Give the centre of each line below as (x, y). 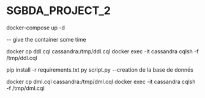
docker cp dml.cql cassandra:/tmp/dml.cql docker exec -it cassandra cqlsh (101, 81)
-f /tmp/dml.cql (25, 88)
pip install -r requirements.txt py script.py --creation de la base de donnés (100, 70)
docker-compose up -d (36, 28)
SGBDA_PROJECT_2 (59, 11)
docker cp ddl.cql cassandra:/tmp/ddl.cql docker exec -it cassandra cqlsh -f (102, 51)
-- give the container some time (47, 39)
